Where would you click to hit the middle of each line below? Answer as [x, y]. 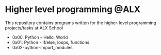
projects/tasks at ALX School [34, 27]
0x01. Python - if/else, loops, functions [51, 42]
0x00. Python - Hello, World [40, 37]
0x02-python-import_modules [42, 47]
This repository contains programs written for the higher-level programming [81, 23]
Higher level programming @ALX [73, 9]
